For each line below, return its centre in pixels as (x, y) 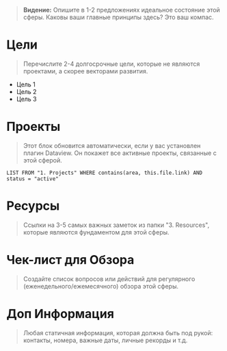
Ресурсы (33, 206)
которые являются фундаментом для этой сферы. (96, 232)
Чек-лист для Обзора (70, 260)
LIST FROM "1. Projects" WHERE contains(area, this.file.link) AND (105, 173)
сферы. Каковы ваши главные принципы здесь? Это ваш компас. (118, 17)
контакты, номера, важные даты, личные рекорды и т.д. (105, 340)
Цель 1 (26, 84)
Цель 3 (26, 99)
